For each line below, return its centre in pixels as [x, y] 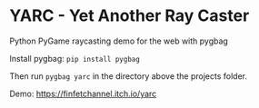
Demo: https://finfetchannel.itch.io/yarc [83, 93]
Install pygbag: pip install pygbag [75, 58]
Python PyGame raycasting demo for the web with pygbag [119, 41]
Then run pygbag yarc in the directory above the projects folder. [129, 76]
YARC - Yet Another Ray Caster [129, 16]
